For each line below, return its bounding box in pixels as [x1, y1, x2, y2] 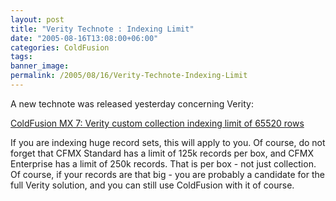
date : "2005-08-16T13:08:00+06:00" [10, 33, 159, 43]
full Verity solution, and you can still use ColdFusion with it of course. [10, 179, 295, 191]
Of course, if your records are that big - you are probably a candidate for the [10, 168, 325, 180]
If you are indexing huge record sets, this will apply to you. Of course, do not [10, 136, 326, 148]
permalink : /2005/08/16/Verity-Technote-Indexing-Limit [10, 71, 248, 81]
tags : [10, 52, 33, 62]
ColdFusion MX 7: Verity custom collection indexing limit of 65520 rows [10, 117, 305, 129]
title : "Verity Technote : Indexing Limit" [10, 24, 195, 34]
